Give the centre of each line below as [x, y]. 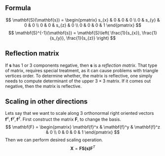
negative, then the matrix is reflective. [44, 86]
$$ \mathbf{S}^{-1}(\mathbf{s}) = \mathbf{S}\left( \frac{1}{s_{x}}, [75, 33]
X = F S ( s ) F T [83, 148]
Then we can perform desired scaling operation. [54, 140]
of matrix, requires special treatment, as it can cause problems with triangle [82, 70]
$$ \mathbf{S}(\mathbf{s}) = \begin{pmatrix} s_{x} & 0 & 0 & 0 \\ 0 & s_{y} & [83, 20]
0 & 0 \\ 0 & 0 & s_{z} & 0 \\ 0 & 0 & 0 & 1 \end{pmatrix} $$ [83, 25]
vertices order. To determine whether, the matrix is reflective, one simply [79, 76]
